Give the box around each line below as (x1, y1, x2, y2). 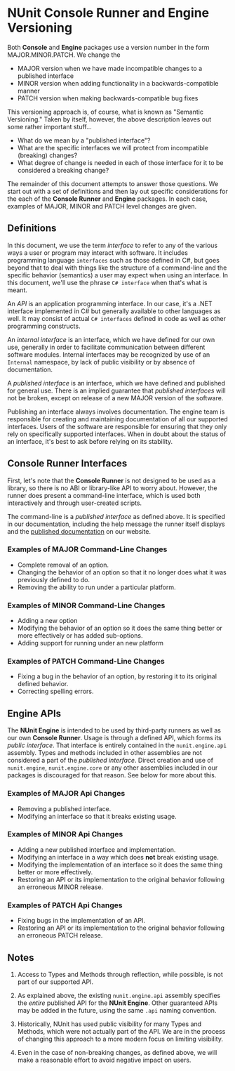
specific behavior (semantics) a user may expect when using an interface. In (7, 270, 229, 279)
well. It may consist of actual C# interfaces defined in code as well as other (7, 314, 227, 322)
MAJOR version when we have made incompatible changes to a (17, 64, 203, 72)
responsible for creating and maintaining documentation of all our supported (7, 414, 228, 423)
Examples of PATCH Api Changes (7, 900, 123, 910)
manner (17, 86, 40, 95)
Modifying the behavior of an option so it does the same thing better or (17, 624, 223, 633)
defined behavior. (17, 680, 69, 688)
